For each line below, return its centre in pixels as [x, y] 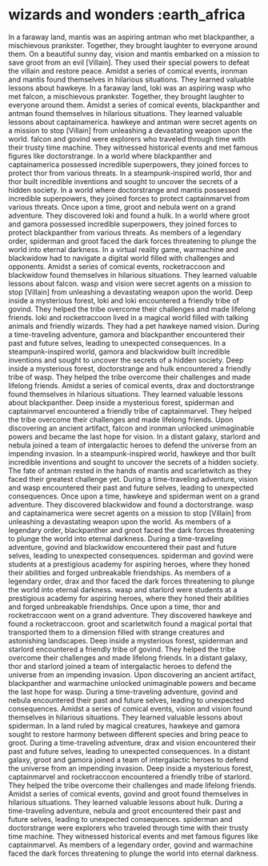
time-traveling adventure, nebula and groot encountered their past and [125, 811]
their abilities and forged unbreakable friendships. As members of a [120, 572]
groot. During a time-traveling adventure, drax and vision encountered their [132, 743]
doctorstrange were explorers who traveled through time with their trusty [128, 828]
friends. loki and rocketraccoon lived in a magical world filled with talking [128, 317]
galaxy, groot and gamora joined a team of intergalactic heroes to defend [129, 760]
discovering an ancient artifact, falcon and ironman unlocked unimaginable [131, 428]
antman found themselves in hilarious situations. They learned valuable [125, 113]
